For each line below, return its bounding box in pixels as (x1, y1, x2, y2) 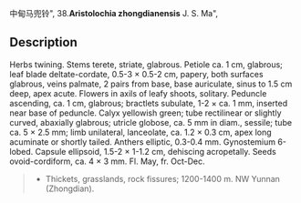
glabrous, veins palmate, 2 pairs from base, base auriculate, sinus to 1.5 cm (9, 78, 293, 89)
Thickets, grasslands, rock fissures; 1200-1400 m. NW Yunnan (45, 173, 281, 184)
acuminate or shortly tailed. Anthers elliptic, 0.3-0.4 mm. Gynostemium (9, 136, 276, 147)
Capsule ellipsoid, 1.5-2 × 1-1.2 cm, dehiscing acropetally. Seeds (35, 146, 276, 157)
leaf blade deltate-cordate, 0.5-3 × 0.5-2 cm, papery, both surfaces (9, 68, 264, 79)
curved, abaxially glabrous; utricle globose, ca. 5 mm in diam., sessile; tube (9, 117, 293, 127)
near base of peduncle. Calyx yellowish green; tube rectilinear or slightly (9, 107, 282, 118)
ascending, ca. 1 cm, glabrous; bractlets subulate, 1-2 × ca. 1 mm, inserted (9, 97, 288, 108)
